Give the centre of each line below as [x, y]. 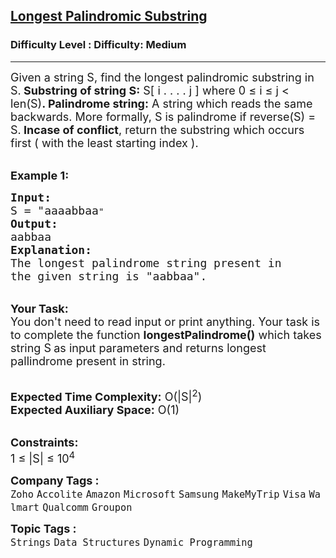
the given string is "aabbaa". [109, 276]
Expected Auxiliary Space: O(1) [95, 409]
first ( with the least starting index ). [104, 142]
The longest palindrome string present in [146, 262]
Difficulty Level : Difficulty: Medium [98, 45]
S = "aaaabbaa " [57, 210]
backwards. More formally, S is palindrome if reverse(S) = [163, 116]
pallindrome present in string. [88, 361]
